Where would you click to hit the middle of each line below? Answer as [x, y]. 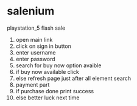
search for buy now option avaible [58, 65]
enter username [36, 52]
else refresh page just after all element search [73, 78]
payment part [33, 84]
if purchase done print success [54, 91]
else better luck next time [47, 98]
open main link [34, 39]
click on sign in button [44, 46]
